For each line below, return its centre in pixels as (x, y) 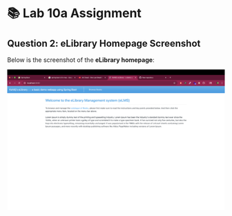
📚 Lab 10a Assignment (74, 13)
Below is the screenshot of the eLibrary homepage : (81, 60)
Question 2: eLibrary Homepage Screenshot (104, 43)
